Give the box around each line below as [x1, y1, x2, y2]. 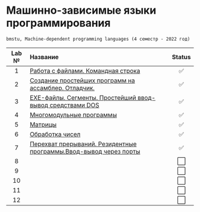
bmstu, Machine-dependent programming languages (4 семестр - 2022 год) [6, 36, 190, 42]
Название [29, 53, 59, 61]
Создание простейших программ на [29, 76, 135, 84]
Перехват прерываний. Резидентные [29, 140, 137, 148]
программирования [6, 16, 111, 30]
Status [171, 53, 191, 61]
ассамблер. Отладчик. [29, 84, 95, 92]
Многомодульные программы [29, 110, 117, 119]
